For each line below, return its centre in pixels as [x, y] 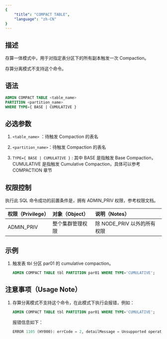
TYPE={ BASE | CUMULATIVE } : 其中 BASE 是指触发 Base [69, 158]
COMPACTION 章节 [32, 170]
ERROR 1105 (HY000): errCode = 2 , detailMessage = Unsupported [79, 332]
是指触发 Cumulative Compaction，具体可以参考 [91, 164]
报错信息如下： [28, 322]
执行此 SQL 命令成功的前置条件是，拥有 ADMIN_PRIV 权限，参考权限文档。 [82, 200]
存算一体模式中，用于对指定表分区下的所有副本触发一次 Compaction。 [77, 58]
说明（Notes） [112, 214]
